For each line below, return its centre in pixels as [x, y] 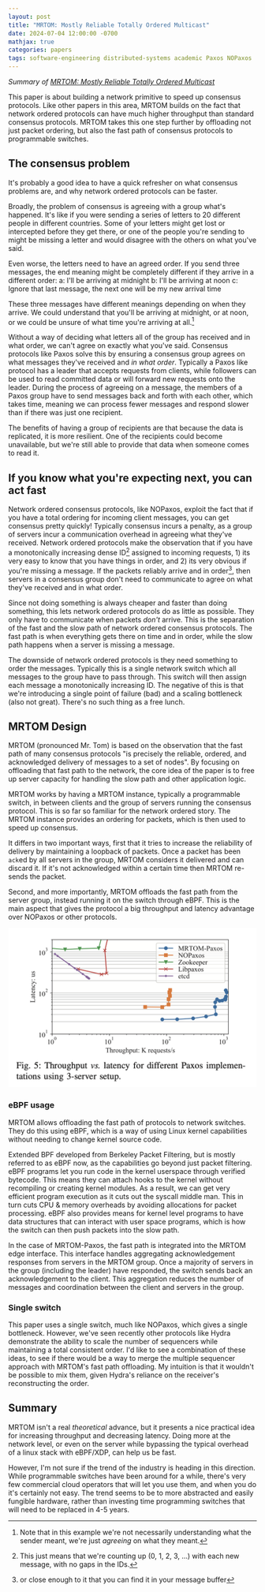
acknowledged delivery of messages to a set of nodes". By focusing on [124, 762]
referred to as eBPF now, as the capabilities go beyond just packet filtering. [130, 1163]
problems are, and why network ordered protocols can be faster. [113, 191]
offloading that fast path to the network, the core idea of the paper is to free [131, 771]
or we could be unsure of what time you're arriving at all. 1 [101, 321]
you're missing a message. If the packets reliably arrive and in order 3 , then [129, 570]
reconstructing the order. [49, 1383]
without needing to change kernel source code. [85, 1139]
